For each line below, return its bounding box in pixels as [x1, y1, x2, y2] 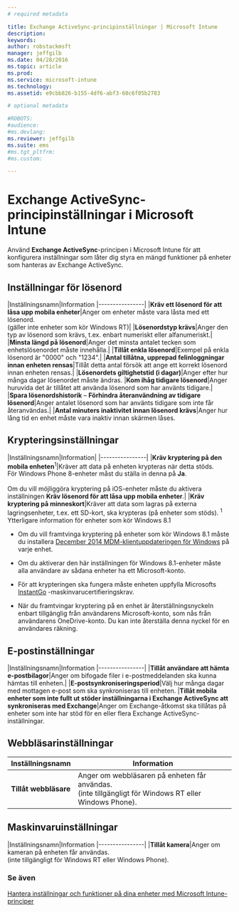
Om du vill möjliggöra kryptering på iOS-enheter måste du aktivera [7, 485, 202, 493]
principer [7, 896, 34, 905]
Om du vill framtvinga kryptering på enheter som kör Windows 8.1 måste [17, 530, 230, 538]
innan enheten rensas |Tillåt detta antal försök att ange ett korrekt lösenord [7, 361, 228, 369]
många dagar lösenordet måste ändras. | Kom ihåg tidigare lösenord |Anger [7, 376, 228, 384]
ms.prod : [7, 69, 33, 77]
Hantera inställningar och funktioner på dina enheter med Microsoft [7, 889, 205, 898]
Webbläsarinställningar [7, 738, 114, 750]
